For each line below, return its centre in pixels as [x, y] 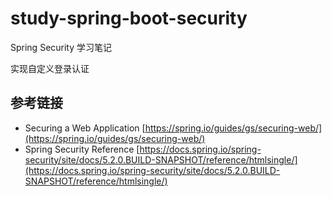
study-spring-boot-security [129, 18]
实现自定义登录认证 [50, 68]
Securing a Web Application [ [85, 128]
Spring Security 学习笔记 [61, 47]
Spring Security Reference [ [82, 149]
